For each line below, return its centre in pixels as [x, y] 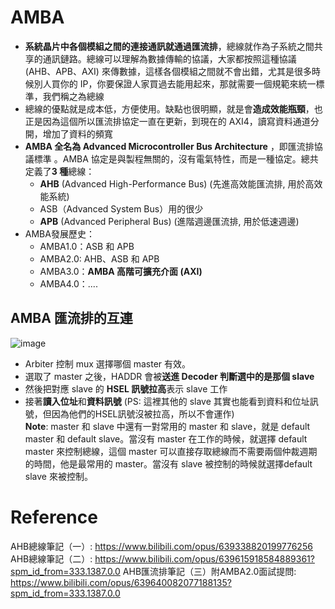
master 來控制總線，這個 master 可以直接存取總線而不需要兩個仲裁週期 [171, 451]
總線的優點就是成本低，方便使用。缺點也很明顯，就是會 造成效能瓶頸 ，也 [173, 108]
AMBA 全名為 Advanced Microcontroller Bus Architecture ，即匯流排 [169, 146]
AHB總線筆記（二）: [51, 558]
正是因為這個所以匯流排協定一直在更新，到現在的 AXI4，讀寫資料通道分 [172, 121]
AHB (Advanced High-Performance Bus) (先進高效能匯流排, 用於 [172, 183]
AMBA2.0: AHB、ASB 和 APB [99, 258]
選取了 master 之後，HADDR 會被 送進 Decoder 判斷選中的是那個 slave [169, 376]
